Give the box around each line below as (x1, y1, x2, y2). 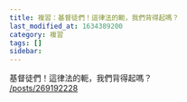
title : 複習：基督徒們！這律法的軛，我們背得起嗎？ (9, 13, 179, 23)
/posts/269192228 (9, 83, 79, 94)
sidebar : (9, 47, 42, 56)
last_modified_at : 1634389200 (9, 22, 124, 31)
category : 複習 (9, 30, 64, 39)
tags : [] (9, 38, 42, 48)
